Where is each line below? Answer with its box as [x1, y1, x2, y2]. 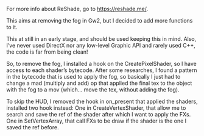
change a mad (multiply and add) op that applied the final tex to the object [6, 79, 192, 87]
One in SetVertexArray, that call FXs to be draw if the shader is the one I [6, 117, 187, 124]
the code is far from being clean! [6, 48, 88, 55]
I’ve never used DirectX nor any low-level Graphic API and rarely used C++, [6, 42, 196, 49]
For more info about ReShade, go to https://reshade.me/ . [6, 5, 148, 12]
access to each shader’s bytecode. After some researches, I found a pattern [6, 66, 197, 74]
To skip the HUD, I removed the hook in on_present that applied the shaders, [6, 98, 198, 105]
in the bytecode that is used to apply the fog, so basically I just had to [6, 73, 181, 80]
